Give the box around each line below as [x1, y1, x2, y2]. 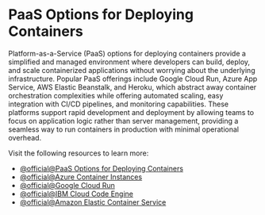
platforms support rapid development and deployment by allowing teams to [8, 107, 255, 117]
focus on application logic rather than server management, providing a [8, 116, 239, 125]
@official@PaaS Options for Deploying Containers [19, 163, 184, 173]
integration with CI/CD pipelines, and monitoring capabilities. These [8, 99, 229, 109]
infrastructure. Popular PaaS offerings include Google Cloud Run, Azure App [8, 74, 258, 83]
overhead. [8, 132, 42, 142]
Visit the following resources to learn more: [8, 148, 149, 158]
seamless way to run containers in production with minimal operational [8, 125, 240, 134]
